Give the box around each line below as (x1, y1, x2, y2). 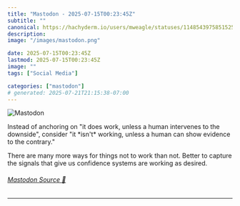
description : (7, 30, 46, 38)
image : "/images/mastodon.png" (7, 37, 101, 44)
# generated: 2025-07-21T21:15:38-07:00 (7, 89, 130, 96)
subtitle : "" (7, 17, 46, 24)
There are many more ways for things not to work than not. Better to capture (7, 151, 232, 160)
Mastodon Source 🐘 (7, 175, 66, 184)
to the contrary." (7, 138, 56, 146)
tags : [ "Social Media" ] (7, 69, 79, 77)
